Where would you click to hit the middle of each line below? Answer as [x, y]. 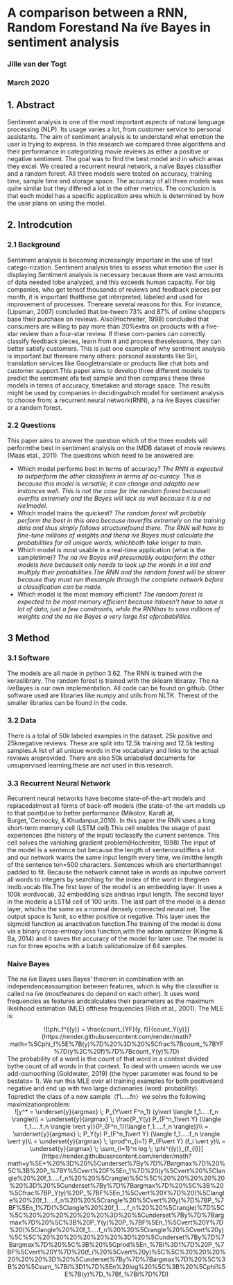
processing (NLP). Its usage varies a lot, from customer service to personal [114, 129]
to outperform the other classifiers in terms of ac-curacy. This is [109, 476]
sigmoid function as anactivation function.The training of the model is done [114, 924]
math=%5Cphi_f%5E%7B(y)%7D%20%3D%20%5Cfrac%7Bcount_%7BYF [116, 1044]
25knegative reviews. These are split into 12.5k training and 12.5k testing [111, 743]
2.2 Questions [32, 425]
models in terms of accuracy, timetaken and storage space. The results [109, 385]
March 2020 [28, 83]
